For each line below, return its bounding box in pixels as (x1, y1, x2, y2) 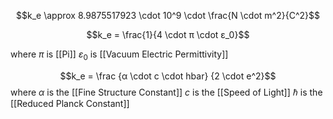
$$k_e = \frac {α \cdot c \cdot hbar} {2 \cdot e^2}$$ (59, 70, 277, 82)
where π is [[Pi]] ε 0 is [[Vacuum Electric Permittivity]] (10, 48, 229, 62)
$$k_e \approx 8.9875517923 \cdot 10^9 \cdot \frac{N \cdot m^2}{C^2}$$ (16, 10, 320, 21)
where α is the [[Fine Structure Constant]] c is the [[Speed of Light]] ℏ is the (10, 86, 323, 98)
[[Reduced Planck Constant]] (10, 97, 130, 109)
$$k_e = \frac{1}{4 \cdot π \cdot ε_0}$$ (86, 29, 250, 40)
